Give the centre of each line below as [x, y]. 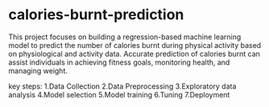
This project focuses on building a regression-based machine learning [125, 37]
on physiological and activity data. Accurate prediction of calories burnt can [134, 53]
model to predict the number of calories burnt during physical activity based [135, 45]
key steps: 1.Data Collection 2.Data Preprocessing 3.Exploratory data [122, 86]
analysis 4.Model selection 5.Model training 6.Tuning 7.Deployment [119, 94]
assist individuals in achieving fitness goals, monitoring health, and [119, 62]
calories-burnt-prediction [96, 15]
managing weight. [38, 70]
